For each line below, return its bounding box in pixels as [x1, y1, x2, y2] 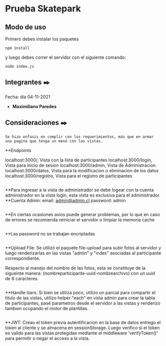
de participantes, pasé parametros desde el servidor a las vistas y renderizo [5, 300, 161, 306]
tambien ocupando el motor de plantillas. [5, 305, 89, 311]
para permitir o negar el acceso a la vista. [5, 335, 90, 341]
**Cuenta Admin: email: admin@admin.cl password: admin [5, 197, 126, 203]
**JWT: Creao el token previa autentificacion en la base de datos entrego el [5, 319, 161, 325]
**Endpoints [5, 147, 31, 153]
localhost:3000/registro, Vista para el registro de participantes [5, 173, 133, 179]
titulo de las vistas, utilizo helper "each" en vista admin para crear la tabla [5, 295, 155, 301]
